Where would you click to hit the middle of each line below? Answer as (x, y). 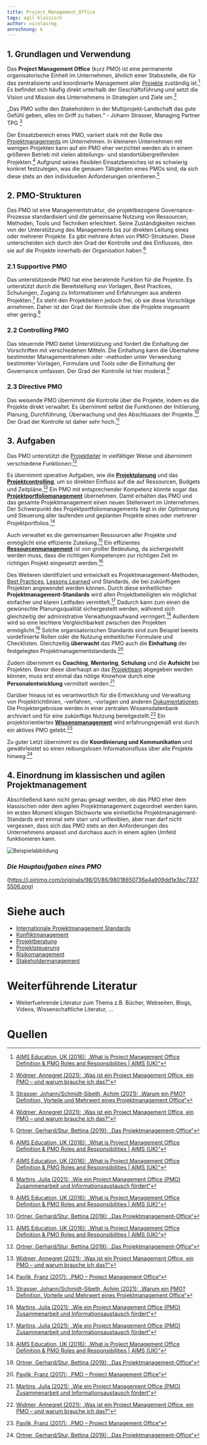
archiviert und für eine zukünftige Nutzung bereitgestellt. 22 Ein (86, 715)
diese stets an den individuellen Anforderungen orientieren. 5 (84, 176)
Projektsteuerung (38, 948)
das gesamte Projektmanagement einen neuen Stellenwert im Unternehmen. (103, 503)
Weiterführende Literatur (72, 986)
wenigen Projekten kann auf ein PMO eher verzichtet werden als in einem (100, 148)
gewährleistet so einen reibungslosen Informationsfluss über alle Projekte (100, 748)
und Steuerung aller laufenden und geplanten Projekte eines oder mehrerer (102, 515)
